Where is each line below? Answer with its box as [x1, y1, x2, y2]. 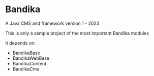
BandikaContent [12, 60, 47, 66]
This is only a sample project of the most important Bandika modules [5, 30, 149, 36]
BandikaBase [12, 50, 41, 56]
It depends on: [5, 40, 36, 46]
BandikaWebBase [12, 55, 50, 61]
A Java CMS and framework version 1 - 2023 [5, 20, 100, 26]
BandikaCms [12, 66, 40, 72]
